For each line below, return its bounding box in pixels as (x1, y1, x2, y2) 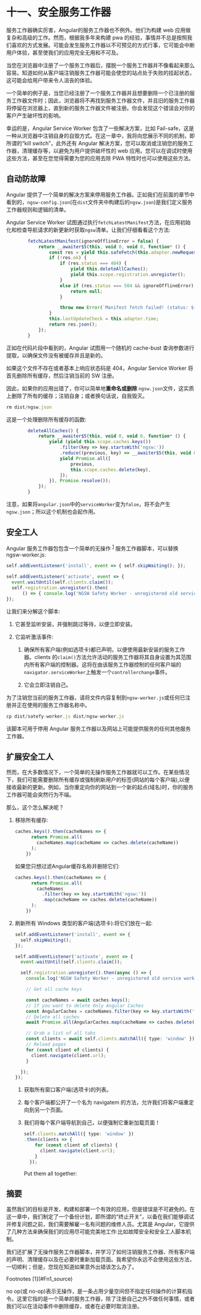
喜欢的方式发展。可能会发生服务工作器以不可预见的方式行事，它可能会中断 (11, 41, 195, 49)
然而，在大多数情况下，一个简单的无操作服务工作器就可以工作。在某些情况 (6, 769, 190, 776)
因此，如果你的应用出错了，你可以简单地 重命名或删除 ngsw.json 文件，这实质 (6, 384, 194, 392)
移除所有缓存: (14, 817, 48, 824)
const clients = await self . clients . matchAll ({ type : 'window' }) (26, 1036, 195, 1042)
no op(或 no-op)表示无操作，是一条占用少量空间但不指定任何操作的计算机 (6, 1287, 187, 1295)
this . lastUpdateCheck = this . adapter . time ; (48, 316, 160, 322)
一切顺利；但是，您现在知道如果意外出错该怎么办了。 (6, 1263, 138, 1271)
